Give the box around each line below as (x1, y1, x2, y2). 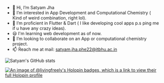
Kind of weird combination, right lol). (12, 15, 87, 21)
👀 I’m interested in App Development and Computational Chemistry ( (12, 10, 151, 16)
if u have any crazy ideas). (12, 25, 66, 31)
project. (12, 41, 28, 46)
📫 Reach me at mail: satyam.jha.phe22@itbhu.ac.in (12, 46, 117, 52)
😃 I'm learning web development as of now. (12, 31, 102, 36)
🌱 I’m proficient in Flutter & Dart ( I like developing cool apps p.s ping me (12, 20, 159, 26)
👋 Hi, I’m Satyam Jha (12, 5, 55, 10)
